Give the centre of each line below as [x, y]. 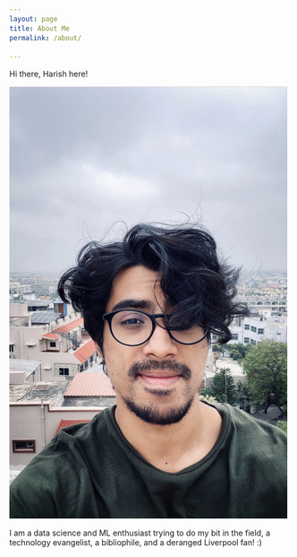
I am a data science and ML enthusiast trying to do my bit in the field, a [140, 533]
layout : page [34, 19]
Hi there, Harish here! [49, 74]
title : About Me [39, 28]
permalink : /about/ [46, 38]
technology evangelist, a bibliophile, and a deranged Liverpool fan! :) [136, 543]
